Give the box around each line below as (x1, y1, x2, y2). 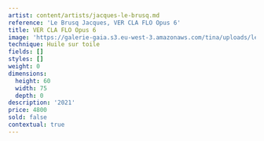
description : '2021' (8, 99, 76, 107)
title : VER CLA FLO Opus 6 (8, 26, 97, 34)
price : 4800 (8, 107, 47, 114)
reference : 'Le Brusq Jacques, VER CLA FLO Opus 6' (8, 19, 181, 27)
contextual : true (8, 121, 65, 128)
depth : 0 (15, 92, 44, 99)
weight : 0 (8, 63, 41, 70)
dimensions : (8, 70, 47, 78)
